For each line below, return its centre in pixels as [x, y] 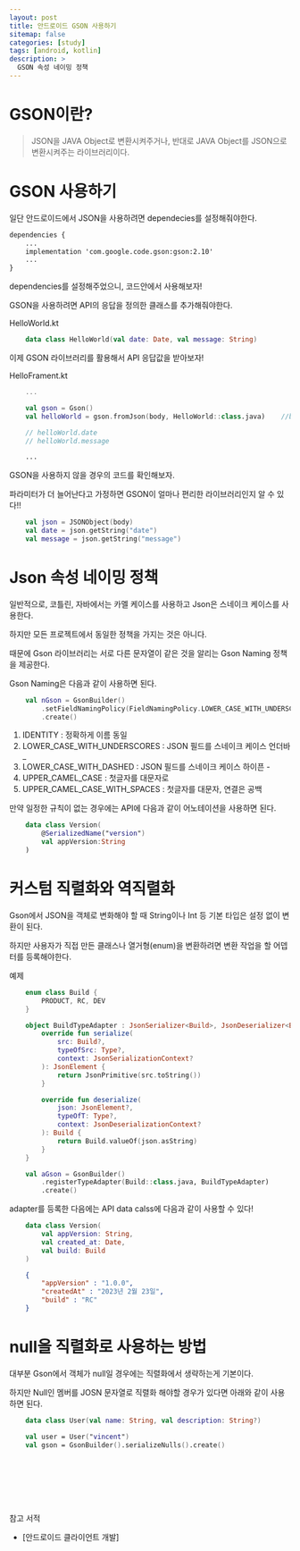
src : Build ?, [81, 1042]
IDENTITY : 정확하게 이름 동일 [75, 735]
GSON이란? [51, 115]
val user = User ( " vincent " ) [77, 1437]
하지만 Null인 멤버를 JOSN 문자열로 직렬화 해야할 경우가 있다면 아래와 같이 [139, 1392]
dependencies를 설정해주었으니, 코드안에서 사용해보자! [106, 286]
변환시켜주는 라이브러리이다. [80, 152]
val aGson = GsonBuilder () [75, 1174]
